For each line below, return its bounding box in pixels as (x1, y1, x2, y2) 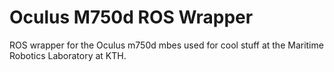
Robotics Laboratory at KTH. (9, 49, 127, 61)
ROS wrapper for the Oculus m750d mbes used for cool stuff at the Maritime (9, 39, 324, 51)
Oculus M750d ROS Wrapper (9, 6, 254, 29)
